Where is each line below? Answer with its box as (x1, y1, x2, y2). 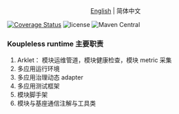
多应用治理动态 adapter (17, 73, 84, 82)
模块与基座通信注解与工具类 (17, 99, 96, 108)
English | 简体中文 (90, 7, 141, 15)
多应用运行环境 (17, 65, 60, 73)
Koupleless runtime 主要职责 (7, 39, 104, 48)
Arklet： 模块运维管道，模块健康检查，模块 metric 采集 (17, 56, 172, 64)
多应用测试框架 (17, 82, 60, 91)
